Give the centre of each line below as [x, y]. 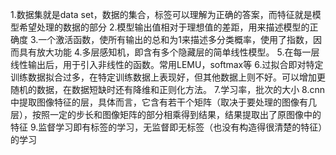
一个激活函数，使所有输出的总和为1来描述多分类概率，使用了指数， [175, 39]
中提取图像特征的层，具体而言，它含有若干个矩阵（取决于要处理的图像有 [159, 102]
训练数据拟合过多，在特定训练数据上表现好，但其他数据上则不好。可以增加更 [168, 77]
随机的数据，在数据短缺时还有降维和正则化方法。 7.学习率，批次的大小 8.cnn [167, 89]
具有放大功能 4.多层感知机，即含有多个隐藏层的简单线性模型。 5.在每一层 [169, 52]
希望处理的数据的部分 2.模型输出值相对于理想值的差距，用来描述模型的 [164, 27]
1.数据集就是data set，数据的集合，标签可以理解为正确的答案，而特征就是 [161, 14]
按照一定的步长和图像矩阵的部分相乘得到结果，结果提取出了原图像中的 [176, 114]
